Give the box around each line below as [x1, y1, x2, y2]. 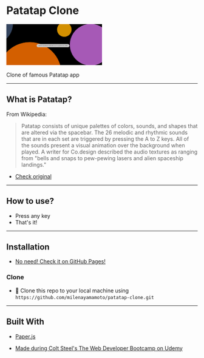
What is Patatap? [6, 95, 72, 105]
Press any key [15, 212, 50, 219]
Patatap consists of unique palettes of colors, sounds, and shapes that [21, 122, 198, 129]
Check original [15, 172, 52, 180]
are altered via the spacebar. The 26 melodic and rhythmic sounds [21, 129, 188, 136]
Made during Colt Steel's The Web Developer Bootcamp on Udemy [15, 344, 183, 352]
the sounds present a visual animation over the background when [21, 141, 185, 149]
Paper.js [15, 333, 36, 340]
